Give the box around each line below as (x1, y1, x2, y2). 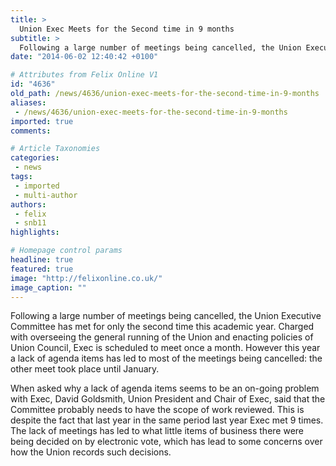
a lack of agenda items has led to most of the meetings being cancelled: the (10, 352, 323, 365)
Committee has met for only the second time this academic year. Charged (10, 321, 315, 333)
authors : (10, 199, 47, 210)
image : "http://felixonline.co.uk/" (10, 273, 163, 283)
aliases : (10, 97, 47, 108)
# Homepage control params (10, 246, 123, 256)
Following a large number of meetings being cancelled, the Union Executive (10, 310, 322, 322)
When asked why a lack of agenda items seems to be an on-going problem (10, 382, 320, 395)
